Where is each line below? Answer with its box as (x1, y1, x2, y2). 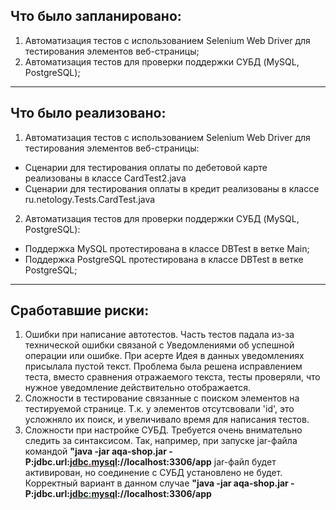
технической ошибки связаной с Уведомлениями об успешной (24, 339, 295, 351)
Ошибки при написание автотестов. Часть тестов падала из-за (24, 329, 295, 341)
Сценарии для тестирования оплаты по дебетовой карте (24, 161, 268, 173)
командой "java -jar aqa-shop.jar (24, 445, 167, 458)
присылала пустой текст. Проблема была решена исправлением (24, 360, 303, 373)
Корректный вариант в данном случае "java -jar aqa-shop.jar (24, 477, 289, 489)
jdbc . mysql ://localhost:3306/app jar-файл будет (69, 456, 277, 468)
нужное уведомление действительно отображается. (24, 382, 252, 394)
